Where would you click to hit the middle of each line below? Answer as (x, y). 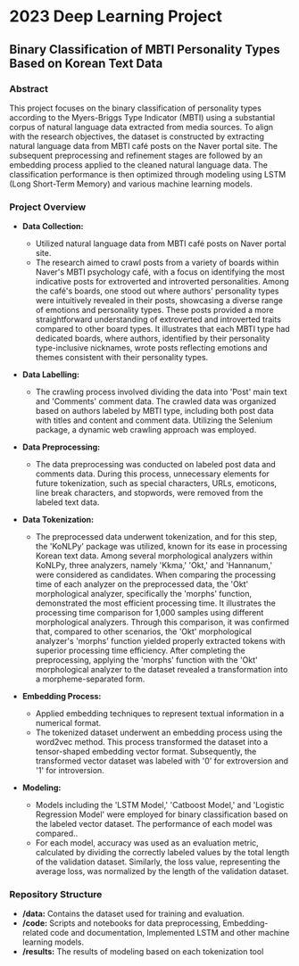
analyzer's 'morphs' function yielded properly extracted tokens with (160, 641)
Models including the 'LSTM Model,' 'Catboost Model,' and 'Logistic (160, 805)
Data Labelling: (51, 375)
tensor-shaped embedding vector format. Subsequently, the (146, 752)
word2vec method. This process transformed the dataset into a (152, 742)
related (35, 933)
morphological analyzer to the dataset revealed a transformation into (162, 670)
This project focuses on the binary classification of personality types (135, 108)
